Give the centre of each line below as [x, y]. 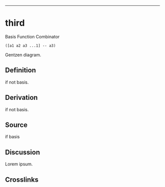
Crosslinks [22, 179]
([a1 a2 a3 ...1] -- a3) [30, 46]
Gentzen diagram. [23, 55]
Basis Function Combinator [32, 36]
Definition [20, 70]
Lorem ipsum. [19, 164]
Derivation [21, 98]
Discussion [23, 152]
